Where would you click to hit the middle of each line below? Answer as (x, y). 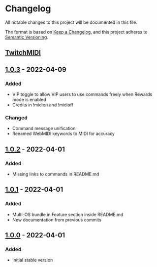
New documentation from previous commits (57, 220)
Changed (16, 118)
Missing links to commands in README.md (56, 174)
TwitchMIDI (23, 53)
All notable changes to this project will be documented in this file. (71, 22)
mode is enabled (29, 100)
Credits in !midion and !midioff (43, 105)
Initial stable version (32, 260)
